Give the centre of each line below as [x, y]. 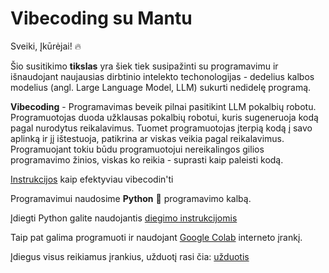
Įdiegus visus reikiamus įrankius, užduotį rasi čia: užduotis [130, 256]
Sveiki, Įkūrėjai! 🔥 [46, 46]
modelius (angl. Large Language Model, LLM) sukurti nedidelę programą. [161, 87]
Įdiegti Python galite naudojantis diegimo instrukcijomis [124, 218]
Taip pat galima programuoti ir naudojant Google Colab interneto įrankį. [156, 237]
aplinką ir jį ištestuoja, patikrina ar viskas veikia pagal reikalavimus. [147, 138]
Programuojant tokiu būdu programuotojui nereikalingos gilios [137, 149]
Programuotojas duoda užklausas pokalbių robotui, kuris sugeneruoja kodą [164, 117]
